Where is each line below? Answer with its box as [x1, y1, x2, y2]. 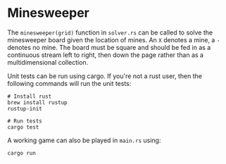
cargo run [7, 149, 37, 156]
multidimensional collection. [7, 58, 89, 66]
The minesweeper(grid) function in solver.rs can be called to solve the [7, 28, 213, 37]
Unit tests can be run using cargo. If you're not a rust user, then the [7, 72, 203, 80]
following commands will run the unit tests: [7, 79, 132, 87]
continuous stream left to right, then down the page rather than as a [7, 51, 204, 59]
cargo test [7, 123, 39, 131]
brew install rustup [7, 99, 68, 106]
